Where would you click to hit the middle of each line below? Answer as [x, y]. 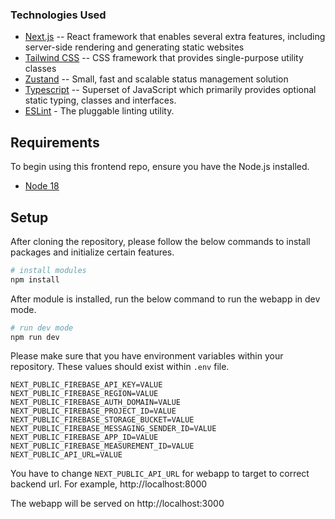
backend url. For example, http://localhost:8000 [109, 484]
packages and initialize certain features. [92, 252]
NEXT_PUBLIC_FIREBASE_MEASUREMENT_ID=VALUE [102, 446]
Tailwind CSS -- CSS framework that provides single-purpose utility [164, 58]
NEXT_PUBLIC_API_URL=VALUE [66, 455]
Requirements [55, 142]
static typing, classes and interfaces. [100, 100]
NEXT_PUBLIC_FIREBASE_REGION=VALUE [84, 394]
